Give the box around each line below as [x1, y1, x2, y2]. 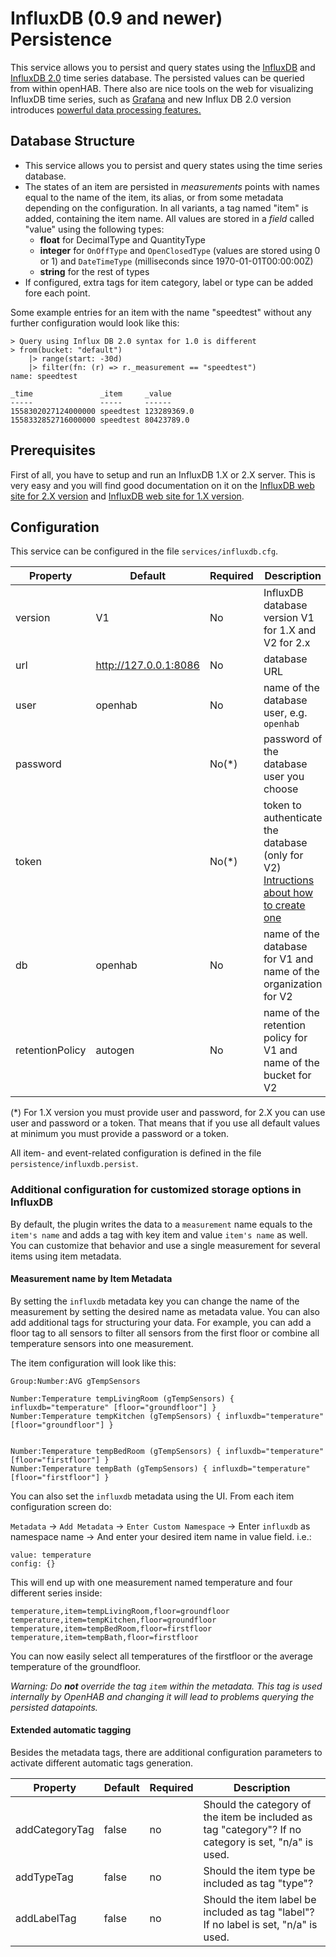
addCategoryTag [15, 1823, 95, 1837]
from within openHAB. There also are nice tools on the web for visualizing [10, 82, 314, 94]
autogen [95, 1043, 135, 1057]
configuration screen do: [10, 1500, 112, 1512]
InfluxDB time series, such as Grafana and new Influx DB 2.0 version [10, 93, 292, 105]
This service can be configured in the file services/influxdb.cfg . [10, 545, 279, 557]
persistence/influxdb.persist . [10, 1158, 139, 1170]
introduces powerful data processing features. [10, 103, 202, 116]
